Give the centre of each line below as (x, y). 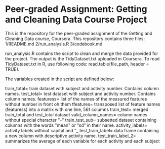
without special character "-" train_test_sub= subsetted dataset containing (81, 120)
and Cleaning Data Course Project (76, 20)
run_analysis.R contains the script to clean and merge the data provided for (82, 53)
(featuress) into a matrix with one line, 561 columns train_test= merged (77, 109)
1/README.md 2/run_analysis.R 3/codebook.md (54, 44)
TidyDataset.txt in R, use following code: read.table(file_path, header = (77, 64)
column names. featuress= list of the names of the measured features (76, 99)
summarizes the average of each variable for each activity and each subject (82, 141)
